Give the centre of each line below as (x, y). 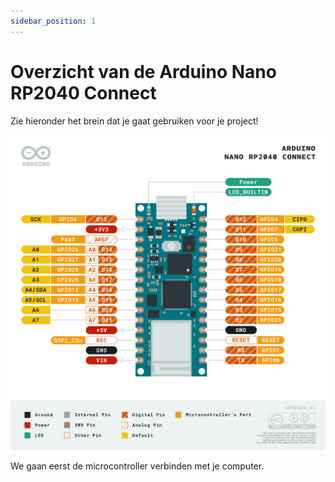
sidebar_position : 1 (53, 21)
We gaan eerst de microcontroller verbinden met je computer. (137, 466)
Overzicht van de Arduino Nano (143, 71)
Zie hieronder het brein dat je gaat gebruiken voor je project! (134, 121)
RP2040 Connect (83, 92)
